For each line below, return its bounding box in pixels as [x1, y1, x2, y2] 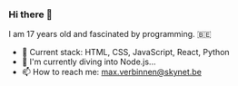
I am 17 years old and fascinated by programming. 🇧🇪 [8, 29, 212, 40]
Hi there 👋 [8, 8, 54, 21]
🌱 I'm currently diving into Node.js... [21, 56, 156, 67]
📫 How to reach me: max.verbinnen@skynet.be [21, 67, 202, 78]
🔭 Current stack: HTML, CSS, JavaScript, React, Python [21, 47, 230, 58]
